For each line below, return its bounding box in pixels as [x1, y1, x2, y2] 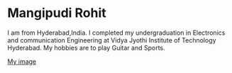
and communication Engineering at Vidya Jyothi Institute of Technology [7, 35, 216, 44]
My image [7, 57, 37, 65]
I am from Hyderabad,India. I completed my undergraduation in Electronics [7, 28, 226, 37]
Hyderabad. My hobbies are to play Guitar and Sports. [7, 43, 165, 52]
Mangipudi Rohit [7, 5, 106, 21]
